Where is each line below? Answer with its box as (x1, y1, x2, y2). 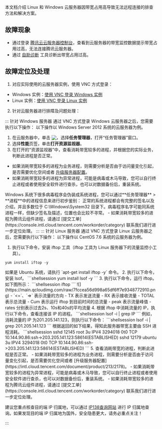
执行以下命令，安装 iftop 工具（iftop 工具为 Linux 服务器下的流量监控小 (12, 244, 153, 250)
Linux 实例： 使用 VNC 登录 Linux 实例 (12, 98, 87, 103)
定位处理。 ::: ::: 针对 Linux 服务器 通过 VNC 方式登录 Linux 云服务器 (13, 228, 148, 234)
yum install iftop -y (5, 260, 49, 265)
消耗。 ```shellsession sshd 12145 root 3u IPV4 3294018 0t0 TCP (9, 329, 138, 335)
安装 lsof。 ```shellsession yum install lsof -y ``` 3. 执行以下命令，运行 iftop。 (5, 275, 157, 281)
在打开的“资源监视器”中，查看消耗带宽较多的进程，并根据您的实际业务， (12, 147, 156, 152)
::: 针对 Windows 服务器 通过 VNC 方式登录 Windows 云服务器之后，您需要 (5, 118, 154, 124)
